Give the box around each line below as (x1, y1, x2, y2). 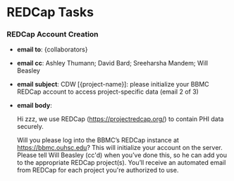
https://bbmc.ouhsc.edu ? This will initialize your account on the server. (16, 144, 223, 152)
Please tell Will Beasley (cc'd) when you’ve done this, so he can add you (16, 151, 227, 159)
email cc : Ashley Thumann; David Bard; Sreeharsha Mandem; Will (16, 59, 209, 68)
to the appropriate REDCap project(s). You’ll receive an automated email (16, 158, 226, 167)
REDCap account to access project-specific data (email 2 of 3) (16, 87, 199, 96)
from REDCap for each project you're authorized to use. (16, 166, 179, 175)
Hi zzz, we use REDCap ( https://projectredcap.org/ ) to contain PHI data (16, 115, 224, 123)
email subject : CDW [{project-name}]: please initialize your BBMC (16, 80, 209, 89)
